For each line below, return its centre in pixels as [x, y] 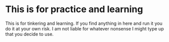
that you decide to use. [29, 34]
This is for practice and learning [74, 9]
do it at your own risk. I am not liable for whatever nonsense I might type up [85, 28]
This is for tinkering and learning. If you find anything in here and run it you [84, 23]
